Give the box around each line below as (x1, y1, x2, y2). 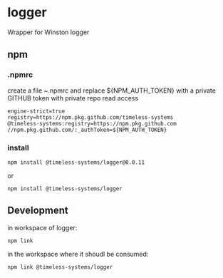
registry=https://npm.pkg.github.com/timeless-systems (7, 113, 174, 121)
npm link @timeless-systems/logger (7, 263, 113, 271)
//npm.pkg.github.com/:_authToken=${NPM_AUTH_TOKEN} (7, 126, 167, 133)
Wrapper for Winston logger (7, 28, 90, 36)
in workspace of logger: (7, 223, 78, 232)
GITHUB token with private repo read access (7, 93, 139, 102)
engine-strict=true (7, 108, 66, 115)
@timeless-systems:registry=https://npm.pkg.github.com (7, 120, 177, 127)
